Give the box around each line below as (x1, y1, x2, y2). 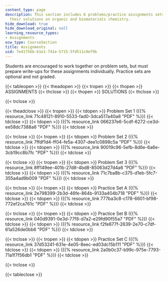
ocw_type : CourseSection (5, 40, 57, 45)
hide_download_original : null (5, 26, 68, 31)
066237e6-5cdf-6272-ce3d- (100, 118, 160, 124)
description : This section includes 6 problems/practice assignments (5, 12, 153, 17)
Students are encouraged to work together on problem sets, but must (5, 63, 148, 69)
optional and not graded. (5, 73, 56, 79)
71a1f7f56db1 (5, 252, 32, 258)
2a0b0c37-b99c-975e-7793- (100, 246, 161, 252)
